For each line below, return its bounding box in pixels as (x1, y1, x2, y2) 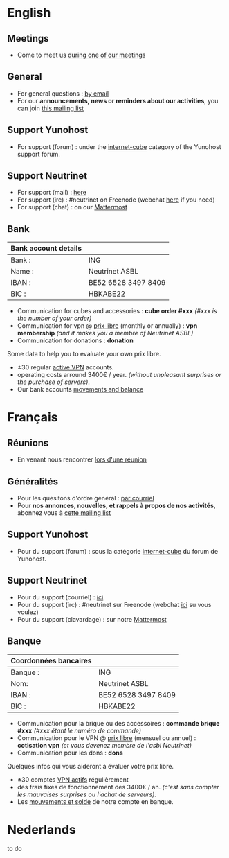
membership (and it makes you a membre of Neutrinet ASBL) (17, 329, 194, 338)
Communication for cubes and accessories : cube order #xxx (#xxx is (17, 307, 217, 315)
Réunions (7, 437, 49, 448)
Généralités (7, 475, 59, 487)
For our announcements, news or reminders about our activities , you (17, 96, 219, 105)
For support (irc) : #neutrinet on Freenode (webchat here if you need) (17, 195, 216, 204)
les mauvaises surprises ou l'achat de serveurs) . (17, 790, 157, 798)
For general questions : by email (17, 89, 109, 98)
